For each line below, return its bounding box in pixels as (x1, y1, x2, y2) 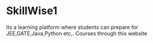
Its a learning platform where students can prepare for (6, 24, 139, 31)
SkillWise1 (6, 4, 58, 18)
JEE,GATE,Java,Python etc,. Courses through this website (6, 29, 148, 37)
